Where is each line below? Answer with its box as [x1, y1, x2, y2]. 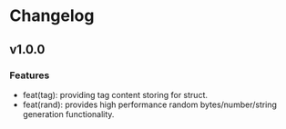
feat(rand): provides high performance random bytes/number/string [22, 99, 278, 110]
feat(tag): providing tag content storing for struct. [22, 89, 208, 100]
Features [9, 69, 50, 82]
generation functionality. [22, 108, 115, 119]
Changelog [9, 5, 95, 26]
